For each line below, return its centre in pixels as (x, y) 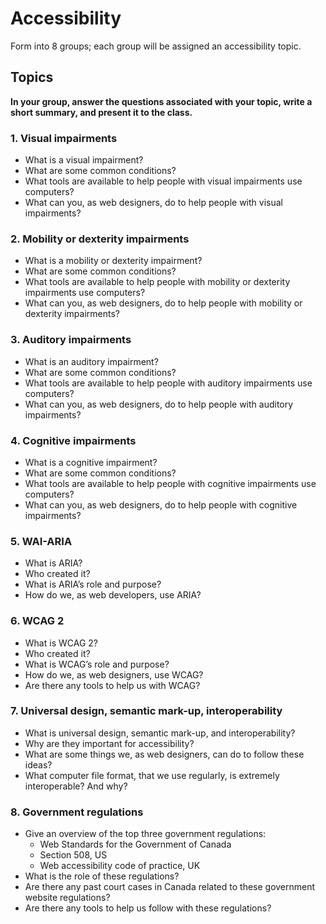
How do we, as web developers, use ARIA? (113, 595)
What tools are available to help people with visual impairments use (163, 181)
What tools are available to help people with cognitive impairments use (170, 483)
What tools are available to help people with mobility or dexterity (157, 282)
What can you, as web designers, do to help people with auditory (159, 404)
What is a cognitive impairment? (91, 462)
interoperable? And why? (76, 786)
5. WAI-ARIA (41, 541)
